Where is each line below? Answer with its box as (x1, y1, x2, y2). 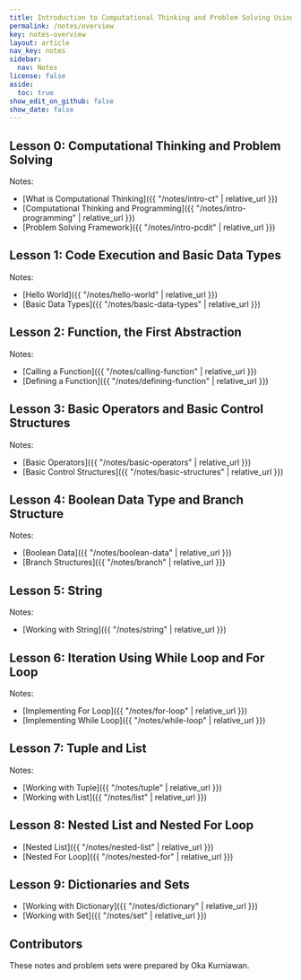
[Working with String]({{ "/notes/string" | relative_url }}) (21, 625, 227, 635)
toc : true (17, 88, 54, 97)
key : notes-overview (9, 30, 87, 39)
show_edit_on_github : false (9, 96, 115, 106)
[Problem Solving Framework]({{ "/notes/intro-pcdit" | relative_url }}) (21, 222, 276, 233)
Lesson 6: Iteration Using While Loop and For (9, 650, 265, 665)
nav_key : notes (9, 47, 66, 56)
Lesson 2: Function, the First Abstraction (9, 325, 242, 340)
